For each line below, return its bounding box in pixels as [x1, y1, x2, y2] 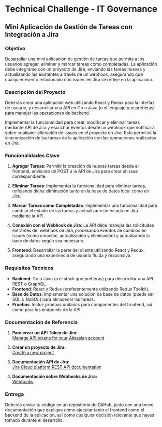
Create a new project [12, 350, 54, 356]
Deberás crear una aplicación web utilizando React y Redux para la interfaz [5, 100, 155, 105]
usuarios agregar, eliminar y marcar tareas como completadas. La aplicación [5, 61, 157, 67]
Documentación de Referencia [5, 319, 78, 325]
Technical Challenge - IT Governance [5, 3, 158, 15]
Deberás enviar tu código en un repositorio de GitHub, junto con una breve [5, 402, 154, 408]
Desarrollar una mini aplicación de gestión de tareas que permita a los [5, 56, 145, 62]
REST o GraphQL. [12, 281, 47, 287]
